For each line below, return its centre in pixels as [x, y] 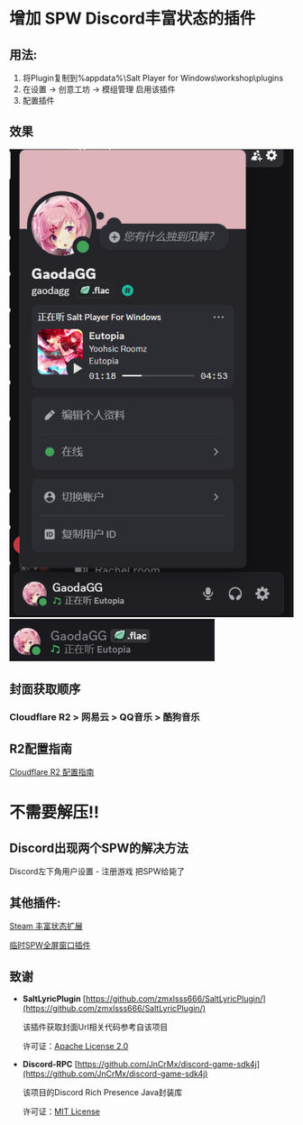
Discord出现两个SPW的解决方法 [99, 848]
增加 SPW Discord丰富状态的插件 [133, 18]
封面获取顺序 [45, 689]
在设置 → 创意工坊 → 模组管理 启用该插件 [99, 89]
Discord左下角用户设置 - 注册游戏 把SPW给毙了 [97, 871]
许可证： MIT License [61, 1111]
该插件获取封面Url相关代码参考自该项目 [95, 1027]
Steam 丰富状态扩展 [46, 927]
